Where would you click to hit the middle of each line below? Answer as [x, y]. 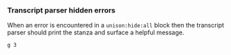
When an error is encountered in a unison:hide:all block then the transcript [116, 25]
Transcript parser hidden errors [62, 10]
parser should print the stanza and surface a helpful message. [96, 32]
